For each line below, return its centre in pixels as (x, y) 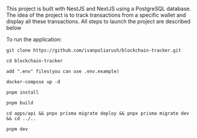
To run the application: (34, 39)
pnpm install (23, 92)
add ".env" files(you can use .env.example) (63, 71)
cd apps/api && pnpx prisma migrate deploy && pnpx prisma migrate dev (98, 113)
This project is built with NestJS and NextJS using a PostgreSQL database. (99, 9)
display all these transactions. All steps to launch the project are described (98, 21)
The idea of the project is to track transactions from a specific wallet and (96, 15)
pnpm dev (17, 129)
